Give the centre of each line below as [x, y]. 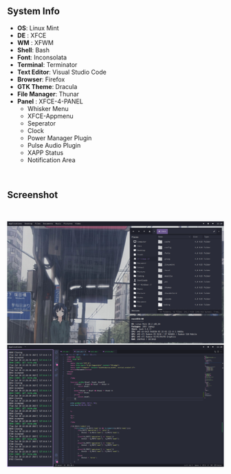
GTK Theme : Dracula [47, 86]
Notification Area [51, 160]
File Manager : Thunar [48, 94]
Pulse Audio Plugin [54, 145]
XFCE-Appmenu [50, 116]
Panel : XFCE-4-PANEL [50, 101]
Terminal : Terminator [47, 64]
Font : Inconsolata [42, 57]
